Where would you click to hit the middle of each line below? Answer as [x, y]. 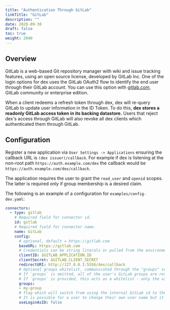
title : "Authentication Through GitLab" [49, 10]
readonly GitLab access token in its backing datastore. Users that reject [82, 113]
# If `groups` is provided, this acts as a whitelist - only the [89, 279]
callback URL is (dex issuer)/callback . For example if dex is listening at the [84, 157]
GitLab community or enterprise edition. [47, 92]
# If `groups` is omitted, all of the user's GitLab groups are [88, 274]
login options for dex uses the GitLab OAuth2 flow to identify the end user [82, 82]
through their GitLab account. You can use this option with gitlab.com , [78, 87]
